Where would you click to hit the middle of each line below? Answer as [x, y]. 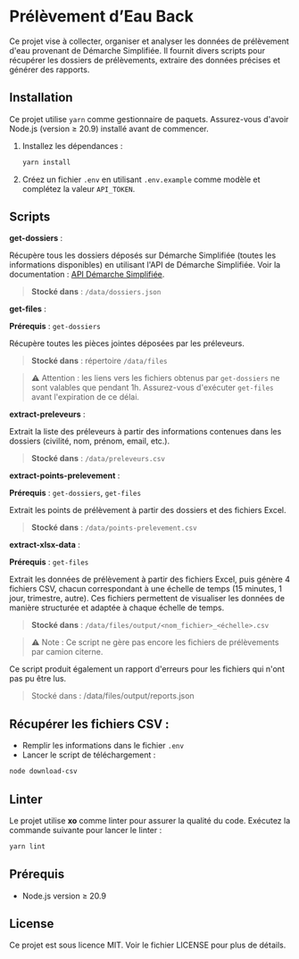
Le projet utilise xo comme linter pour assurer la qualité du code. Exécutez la [150, 820]
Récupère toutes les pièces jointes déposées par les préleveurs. [127, 343]
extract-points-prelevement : [65, 475]
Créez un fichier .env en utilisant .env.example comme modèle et [141, 179]
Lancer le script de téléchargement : [89, 755]
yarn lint [28, 846]
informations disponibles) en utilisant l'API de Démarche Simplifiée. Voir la [145, 265]
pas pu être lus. [38, 679]
